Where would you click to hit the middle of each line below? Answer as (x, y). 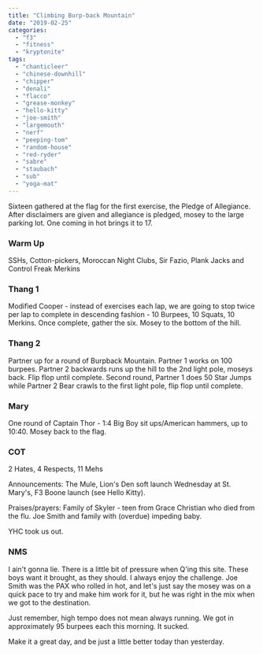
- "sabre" (31, 162)
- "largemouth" (40, 125)
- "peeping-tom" (42, 140)
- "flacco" (33, 96)
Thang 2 (24, 343)
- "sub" (28, 177)
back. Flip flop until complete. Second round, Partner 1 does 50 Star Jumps (130, 377)
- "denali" (33, 89)
